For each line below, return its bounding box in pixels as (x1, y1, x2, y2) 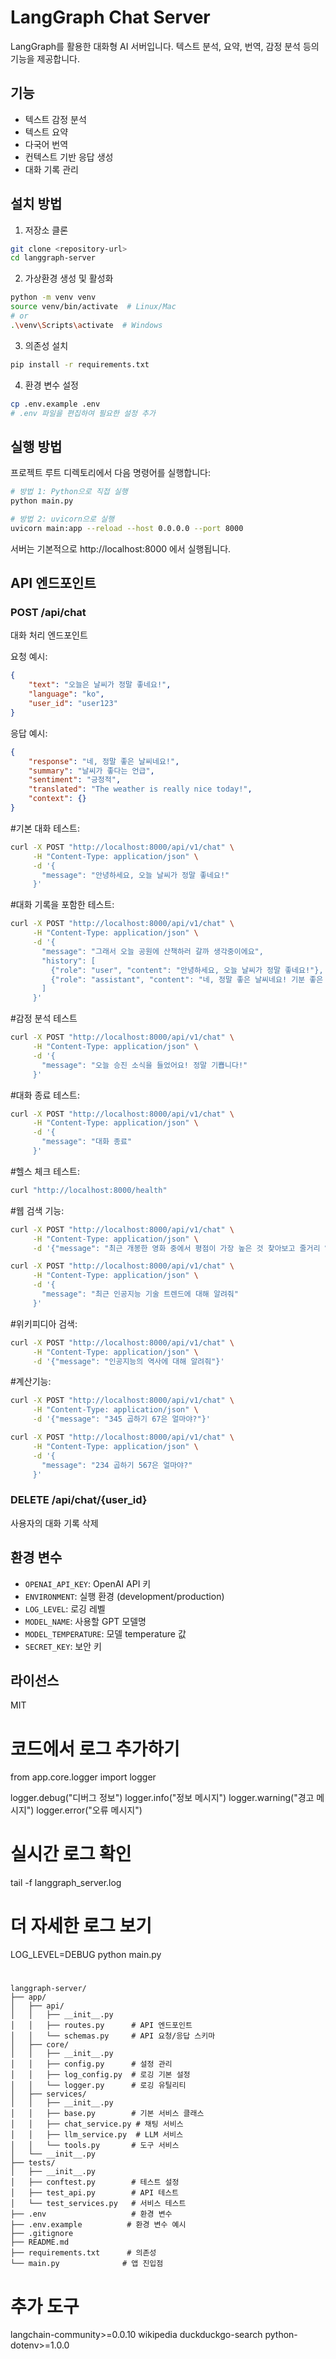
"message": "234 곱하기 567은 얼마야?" (41, 1460, 193, 1470)
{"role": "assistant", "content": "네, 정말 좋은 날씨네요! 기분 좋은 (50, 974, 324, 985)
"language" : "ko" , (28, 689, 105, 700)
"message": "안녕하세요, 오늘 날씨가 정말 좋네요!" (41, 870, 230, 880)
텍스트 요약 (24, 126, 69, 138)
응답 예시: (10, 727, 48, 739)
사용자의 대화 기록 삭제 (10, 1517, 99, 1529)
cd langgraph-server (10, 253, 97, 263)
